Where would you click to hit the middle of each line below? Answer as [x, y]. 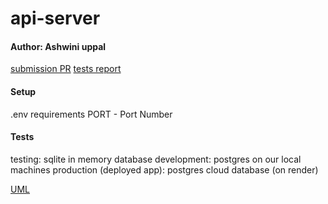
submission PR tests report [66, 69]
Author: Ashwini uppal [58, 46]
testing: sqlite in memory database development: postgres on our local [156, 159]
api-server [55, 18]
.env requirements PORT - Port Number [91, 114]
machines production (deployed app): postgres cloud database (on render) [164, 169]
